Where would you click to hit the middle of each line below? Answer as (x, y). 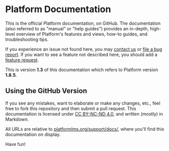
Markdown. (17, 119)
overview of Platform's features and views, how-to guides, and (82, 34)
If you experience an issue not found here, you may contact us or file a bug (84, 49)
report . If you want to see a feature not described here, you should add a (81, 55)
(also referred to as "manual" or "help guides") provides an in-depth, (77, 28)
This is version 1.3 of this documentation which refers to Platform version (82, 70)
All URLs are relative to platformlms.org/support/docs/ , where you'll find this (85, 129)
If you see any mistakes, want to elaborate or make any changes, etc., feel (83, 103)
